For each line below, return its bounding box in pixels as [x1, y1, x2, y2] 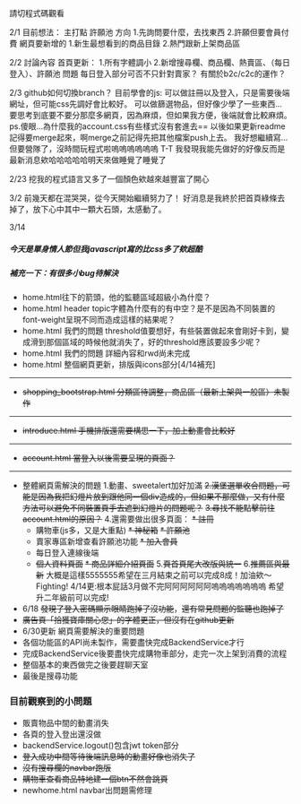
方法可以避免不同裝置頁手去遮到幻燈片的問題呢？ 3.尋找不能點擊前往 [21, 503, 276, 514]
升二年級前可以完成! [35, 592, 109, 603]
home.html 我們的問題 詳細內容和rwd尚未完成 [21, 348, 191, 359]
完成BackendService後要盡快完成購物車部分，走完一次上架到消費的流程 [21, 648, 288, 659]
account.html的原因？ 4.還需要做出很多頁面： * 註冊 [21, 514, 215, 524]
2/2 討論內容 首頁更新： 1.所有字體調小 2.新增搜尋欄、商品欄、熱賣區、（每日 [9, 57, 291, 67]
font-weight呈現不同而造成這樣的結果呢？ [21, 315, 176, 325]
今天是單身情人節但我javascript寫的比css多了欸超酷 [9, 243, 203, 254]
